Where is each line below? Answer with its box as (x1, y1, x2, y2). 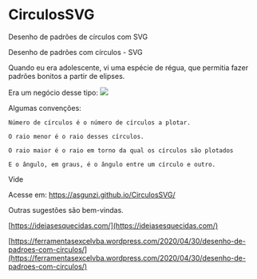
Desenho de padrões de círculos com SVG (8, 32, 148, 41)
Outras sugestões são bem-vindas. (8, 205, 124, 214)
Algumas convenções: (8, 103, 81, 112)
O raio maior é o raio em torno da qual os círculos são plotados (8, 146, 234, 155)
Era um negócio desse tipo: (8, 88, 98, 97)
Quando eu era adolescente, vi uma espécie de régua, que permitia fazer (8, 62, 249, 73)
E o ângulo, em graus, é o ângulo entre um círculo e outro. (8, 160, 216, 168)
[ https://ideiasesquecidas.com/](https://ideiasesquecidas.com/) (8, 221, 219, 230)
